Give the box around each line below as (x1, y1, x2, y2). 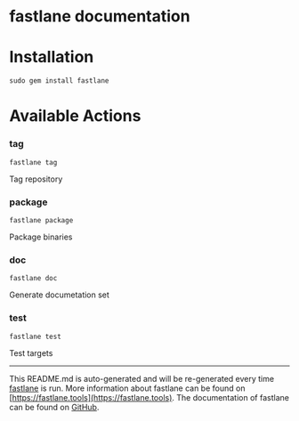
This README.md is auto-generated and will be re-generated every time (9, 373, 274, 384)
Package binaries (9, 231, 73, 242)
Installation (9, 47, 94, 68)
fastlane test (9, 332, 62, 341)
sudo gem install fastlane (9, 77, 109, 85)
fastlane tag (9, 158, 58, 166)
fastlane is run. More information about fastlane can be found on (9, 383, 246, 393)
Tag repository (9, 174, 63, 184)
